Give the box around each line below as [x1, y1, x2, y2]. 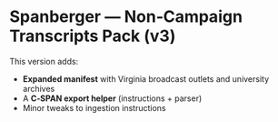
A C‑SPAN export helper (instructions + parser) [22, 93, 203, 104]
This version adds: [9, 56, 79, 66]
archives [22, 83, 55, 94]
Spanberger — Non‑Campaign [9, 6, 243, 27]
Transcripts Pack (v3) [9, 25, 176, 46]
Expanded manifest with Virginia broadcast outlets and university [22, 73, 270, 84]
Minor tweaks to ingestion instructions [22, 102, 166, 113]
